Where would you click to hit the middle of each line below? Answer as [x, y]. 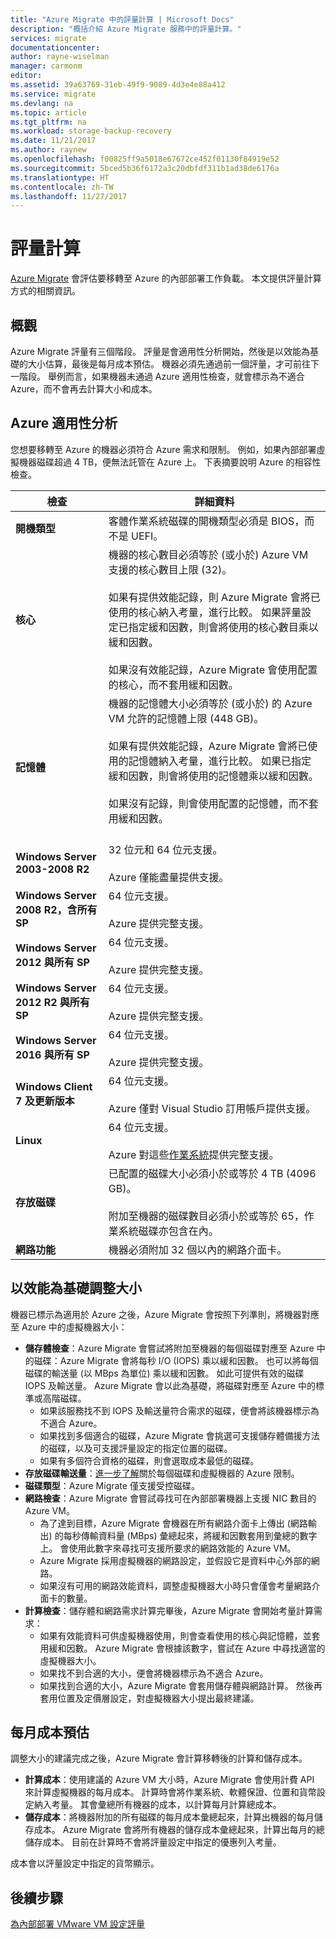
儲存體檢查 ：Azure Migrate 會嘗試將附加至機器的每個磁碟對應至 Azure [169, 1348]
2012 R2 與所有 [52, 1002]
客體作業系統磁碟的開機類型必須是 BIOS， [206, 521]
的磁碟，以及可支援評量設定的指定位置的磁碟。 [136, 1448]
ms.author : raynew [48, 150]
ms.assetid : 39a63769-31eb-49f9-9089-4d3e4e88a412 [118, 85]
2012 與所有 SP [52, 962]
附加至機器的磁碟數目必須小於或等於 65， [206, 1216]
